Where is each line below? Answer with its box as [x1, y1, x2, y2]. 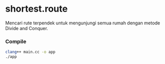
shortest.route [5, 3, 68, 15]
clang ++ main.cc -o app [5, 49, 56, 55]
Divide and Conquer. [5, 25, 48, 31]
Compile [5, 38, 26, 45]
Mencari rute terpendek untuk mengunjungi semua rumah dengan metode [5, 20, 160, 26]
